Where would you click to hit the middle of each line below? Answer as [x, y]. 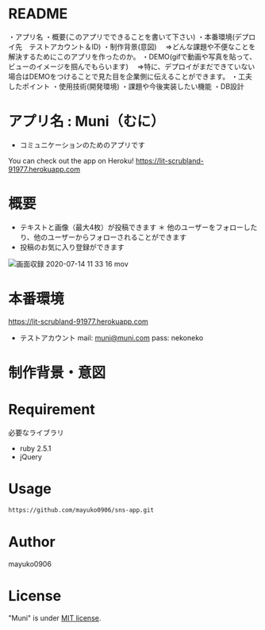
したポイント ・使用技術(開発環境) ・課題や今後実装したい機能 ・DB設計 [126, 86]
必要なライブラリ [36, 432]
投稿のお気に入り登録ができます [72, 247]
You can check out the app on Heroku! [71, 160]
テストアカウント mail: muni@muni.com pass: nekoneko [111, 337]
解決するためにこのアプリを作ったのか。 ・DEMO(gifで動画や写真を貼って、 [132, 56]
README [38, 14]
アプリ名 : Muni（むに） [86, 122]
